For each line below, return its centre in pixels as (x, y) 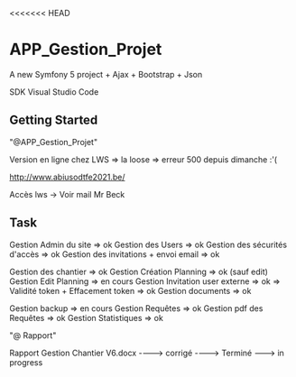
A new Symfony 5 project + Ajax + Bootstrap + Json (106, 74)
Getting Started (54, 120)
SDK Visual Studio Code (54, 92)
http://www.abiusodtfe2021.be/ (67, 177)
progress (26, 362)
